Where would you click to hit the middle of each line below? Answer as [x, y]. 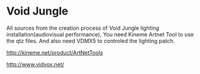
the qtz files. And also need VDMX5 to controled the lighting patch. [91, 41]
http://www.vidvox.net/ [35, 64]
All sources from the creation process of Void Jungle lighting [83, 28]
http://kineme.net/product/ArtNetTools [55, 52]
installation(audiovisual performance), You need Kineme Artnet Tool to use [100, 34]
